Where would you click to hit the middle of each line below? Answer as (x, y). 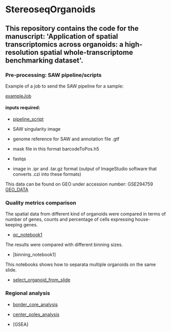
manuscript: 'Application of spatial (62, 36)
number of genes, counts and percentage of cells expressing (70, 219)
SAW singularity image (37, 129)
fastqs (19, 159)
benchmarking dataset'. (44, 60)
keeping (14, 225)
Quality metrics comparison (41, 203)
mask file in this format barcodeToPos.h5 (56, 149)
